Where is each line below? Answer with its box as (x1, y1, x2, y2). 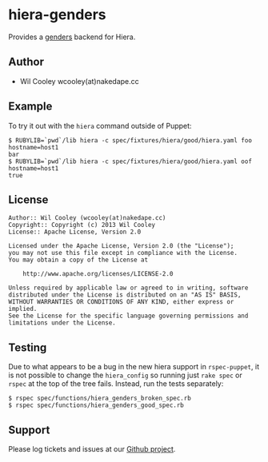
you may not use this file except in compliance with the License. (8, 249, 238, 257)
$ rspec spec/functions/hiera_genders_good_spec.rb (8, 401, 184, 409)
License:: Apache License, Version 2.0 (8, 228, 142, 237)
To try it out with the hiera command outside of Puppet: (8, 121, 192, 130)
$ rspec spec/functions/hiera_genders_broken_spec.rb (8, 394, 192, 403)
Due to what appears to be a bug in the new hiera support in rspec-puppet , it (8, 362, 260, 372)
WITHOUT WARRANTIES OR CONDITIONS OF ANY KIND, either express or (8, 298, 234, 306)
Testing (8, 341, 47, 354)
